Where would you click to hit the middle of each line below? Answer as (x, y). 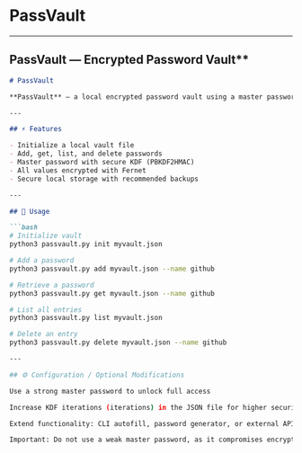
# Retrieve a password (52, 285)
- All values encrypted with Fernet (78, 170)
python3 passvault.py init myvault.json (86, 244)
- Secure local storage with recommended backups (104, 179)
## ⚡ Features (36, 129)
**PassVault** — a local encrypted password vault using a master (136, 97)
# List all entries (46, 310)
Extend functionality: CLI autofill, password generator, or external (144, 423)
